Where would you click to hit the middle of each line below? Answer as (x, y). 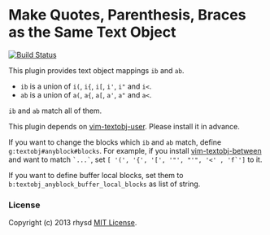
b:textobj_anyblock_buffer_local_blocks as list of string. (105, 184)
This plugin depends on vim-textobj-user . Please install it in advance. (124, 126)
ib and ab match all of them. (55, 111)
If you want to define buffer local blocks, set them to (96, 175)
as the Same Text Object (92, 32)
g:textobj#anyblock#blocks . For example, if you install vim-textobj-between (135, 150)
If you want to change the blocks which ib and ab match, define (115, 142)
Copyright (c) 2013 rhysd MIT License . (73, 223)
